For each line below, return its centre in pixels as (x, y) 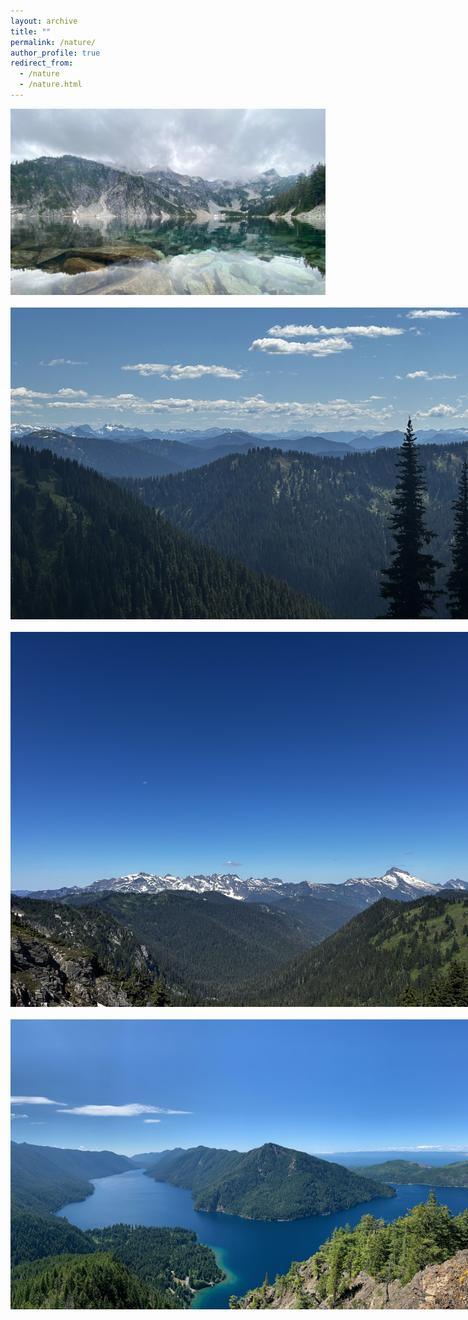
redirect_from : (42, 63)
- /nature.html (51, 85)
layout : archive (44, 21)
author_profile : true (55, 53)
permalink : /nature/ (53, 42)
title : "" (31, 31)
